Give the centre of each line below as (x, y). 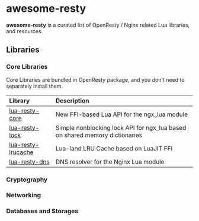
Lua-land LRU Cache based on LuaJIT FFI (114, 148)
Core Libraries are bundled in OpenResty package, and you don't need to (95, 79)
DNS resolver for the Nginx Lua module (110, 162)
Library (20, 101)
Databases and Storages (42, 211)
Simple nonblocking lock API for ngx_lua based (121, 127)
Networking (24, 196)
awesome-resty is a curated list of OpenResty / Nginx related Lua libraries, (98, 25)
